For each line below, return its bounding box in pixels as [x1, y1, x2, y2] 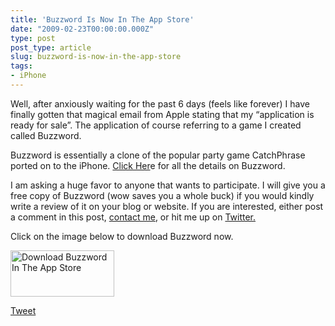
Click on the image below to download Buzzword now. [10, 230, 234, 242]
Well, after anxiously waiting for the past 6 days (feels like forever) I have [10, 97, 310, 110]
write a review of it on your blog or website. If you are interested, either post [10, 200, 324, 212]
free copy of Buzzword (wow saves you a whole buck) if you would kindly [10, 189, 315, 201]
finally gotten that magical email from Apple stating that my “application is [10, 108, 315, 120]
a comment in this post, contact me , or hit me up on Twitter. [10, 211, 257, 223]
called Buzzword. [10, 129, 82, 141]
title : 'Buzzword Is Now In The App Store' [10, 14, 195, 25]
